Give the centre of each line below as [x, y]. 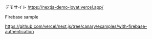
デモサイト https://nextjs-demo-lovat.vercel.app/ [54, 7]
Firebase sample [22, 17]
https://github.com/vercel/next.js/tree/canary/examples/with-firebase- [76, 26]
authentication [20, 31]
